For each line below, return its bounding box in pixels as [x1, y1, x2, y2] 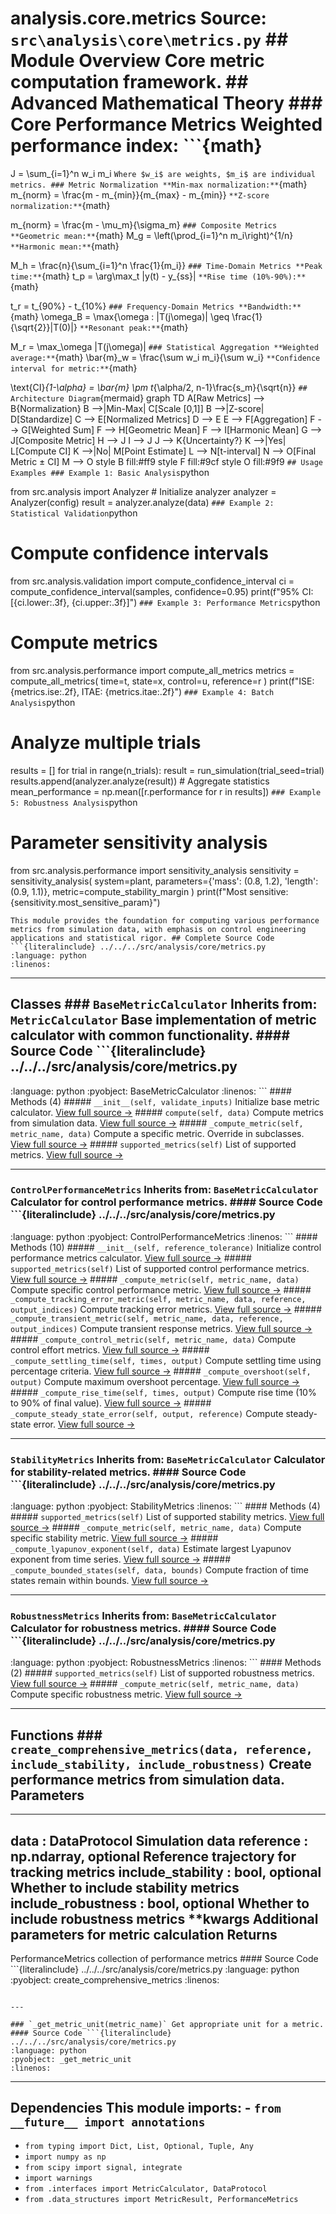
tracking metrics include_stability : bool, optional [10, 1863, 322, 1881]
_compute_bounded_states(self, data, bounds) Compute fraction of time [10, 1564, 309, 1576]
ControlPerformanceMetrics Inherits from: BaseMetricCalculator [10, 1183, 319, 1197]
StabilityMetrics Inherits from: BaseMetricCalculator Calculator [10, 1452, 326, 1466]
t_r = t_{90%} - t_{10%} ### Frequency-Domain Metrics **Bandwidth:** [10, 300, 302, 312]
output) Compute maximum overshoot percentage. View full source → [10, 1375, 300, 1387]
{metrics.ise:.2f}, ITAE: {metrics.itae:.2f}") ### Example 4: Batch [10, 685, 275, 697]
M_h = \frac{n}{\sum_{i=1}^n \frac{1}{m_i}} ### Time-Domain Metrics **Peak [10, 259, 323, 271]
